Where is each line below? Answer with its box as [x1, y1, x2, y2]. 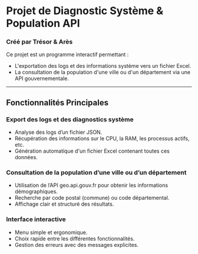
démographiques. [14, 188, 58, 195]
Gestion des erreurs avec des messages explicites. [14, 241, 138, 248]
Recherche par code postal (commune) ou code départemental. [14, 194, 170, 202]
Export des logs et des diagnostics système [6, 115, 134, 123]
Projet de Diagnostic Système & [6, 4, 164, 18]
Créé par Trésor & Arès [6, 38, 73, 46]
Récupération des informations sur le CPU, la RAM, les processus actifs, [14, 135, 190, 142]
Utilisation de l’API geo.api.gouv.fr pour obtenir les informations [14, 182, 169, 189]
